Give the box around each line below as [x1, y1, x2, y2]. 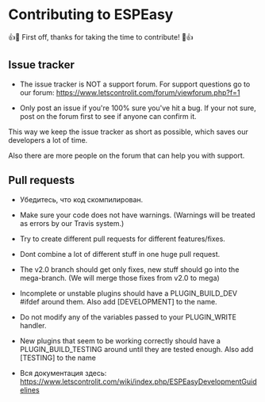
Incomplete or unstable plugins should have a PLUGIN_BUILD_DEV [19, 288, 238, 298]
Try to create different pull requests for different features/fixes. [19, 234, 226, 243]
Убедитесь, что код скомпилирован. [19, 194, 144, 204]
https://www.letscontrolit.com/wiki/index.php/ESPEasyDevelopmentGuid [19, 377, 258, 386]
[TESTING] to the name [19, 353, 97, 362]
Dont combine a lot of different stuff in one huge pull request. [19, 249, 221, 258]
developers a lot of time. [8, 135, 88, 144]
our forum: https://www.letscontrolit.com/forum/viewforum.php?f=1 [19, 87, 240, 97]
